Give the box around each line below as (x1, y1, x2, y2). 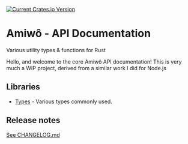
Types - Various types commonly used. (14, 98, 112, 105)
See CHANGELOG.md (6, 131, 60, 138)
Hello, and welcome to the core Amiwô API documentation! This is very (6, 58, 182, 65)
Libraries (6, 82, 40, 92)
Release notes (6, 115, 61, 125)
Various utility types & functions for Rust (6, 46, 106, 53)
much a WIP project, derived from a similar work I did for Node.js (6, 64, 167, 71)
